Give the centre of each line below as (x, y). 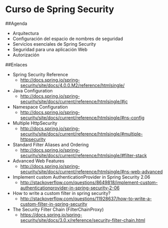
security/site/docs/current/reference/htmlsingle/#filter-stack (83, 155)
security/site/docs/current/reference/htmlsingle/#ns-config (82, 117)
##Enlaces (16, 64)
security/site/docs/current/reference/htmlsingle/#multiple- (81, 134)
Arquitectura (26, 33)
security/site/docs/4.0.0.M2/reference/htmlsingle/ (72, 85)
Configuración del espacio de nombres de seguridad (68, 39)
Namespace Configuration (40, 107)
